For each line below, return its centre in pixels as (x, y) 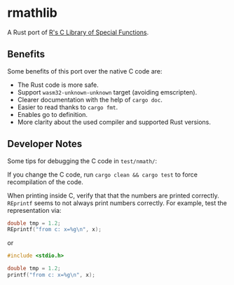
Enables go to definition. (53, 114)
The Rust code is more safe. (58, 85)
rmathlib (32, 13)
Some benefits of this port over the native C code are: (85, 71)
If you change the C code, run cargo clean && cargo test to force (103, 174)
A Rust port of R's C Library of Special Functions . (78, 32)
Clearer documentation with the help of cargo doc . (90, 99)
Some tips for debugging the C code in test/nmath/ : (82, 161)
